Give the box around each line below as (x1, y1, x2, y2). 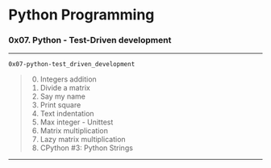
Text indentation (40, 109, 94, 119)
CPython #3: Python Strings (40, 143, 133, 153)
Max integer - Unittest (40, 117, 114, 127)
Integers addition (40, 74, 97, 84)
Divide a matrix (40, 83, 90, 93)
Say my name (40, 91, 86, 102)
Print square (40, 100, 81, 110)
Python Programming (8, 6, 155, 24)
